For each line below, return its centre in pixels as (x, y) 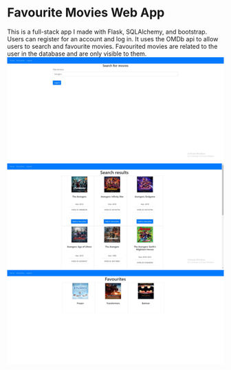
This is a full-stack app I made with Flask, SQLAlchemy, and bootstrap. (107, 32)
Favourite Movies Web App (86, 13)
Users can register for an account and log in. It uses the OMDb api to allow (113, 39)
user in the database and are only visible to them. (77, 54)
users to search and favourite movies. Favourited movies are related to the (112, 46)
